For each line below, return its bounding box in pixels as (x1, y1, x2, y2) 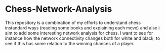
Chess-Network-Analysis (5, 3, 112, 15)
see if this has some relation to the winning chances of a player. (5, 40, 135, 46)
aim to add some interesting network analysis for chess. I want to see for (5, 30, 153, 36)
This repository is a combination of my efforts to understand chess (5, 20, 141, 25)
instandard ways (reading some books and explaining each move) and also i (5, 25, 160, 30)
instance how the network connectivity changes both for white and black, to (5, 35, 160, 41)
